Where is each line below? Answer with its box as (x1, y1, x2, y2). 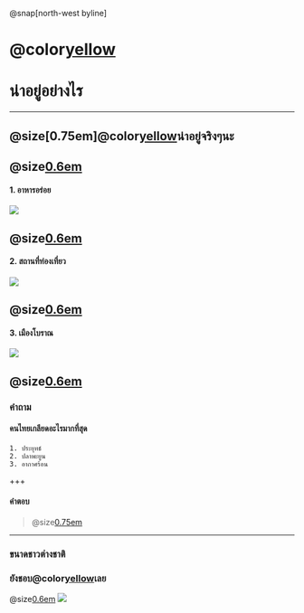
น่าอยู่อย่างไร (9, 80, 83, 101)
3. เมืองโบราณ (9, 327, 54, 338)
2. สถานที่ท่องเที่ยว (9, 256, 66, 267)
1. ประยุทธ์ (9, 443, 43, 453)
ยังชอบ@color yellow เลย (9, 571, 107, 584)
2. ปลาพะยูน (9, 451, 46, 460)
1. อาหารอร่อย (9, 184, 52, 195)
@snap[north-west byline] (9, 8, 107, 18)
